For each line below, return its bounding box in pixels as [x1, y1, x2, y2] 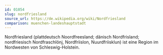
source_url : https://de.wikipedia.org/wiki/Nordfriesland [4, 16, 126, 21]
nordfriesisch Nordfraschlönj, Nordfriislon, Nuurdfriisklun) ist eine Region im [4, 39, 159, 45]
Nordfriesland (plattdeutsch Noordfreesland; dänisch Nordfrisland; [4, 34, 139, 40]
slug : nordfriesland [4, 12, 47, 17]
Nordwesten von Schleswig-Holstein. [4, 44, 80, 50]
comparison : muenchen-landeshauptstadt [4, 20, 86, 26]
